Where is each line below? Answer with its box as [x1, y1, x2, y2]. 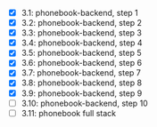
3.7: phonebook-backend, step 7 [21, 67, 142, 78]
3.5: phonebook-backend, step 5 [21, 48, 142, 59]
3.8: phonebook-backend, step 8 [21, 77, 143, 88]
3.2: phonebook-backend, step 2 [21, 18, 143, 28]
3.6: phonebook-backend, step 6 [21, 58, 143, 68]
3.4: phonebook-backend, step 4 [21, 37, 144, 48]
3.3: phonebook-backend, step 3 [21, 28, 142, 38]
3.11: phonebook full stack [21, 107, 117, 118]
